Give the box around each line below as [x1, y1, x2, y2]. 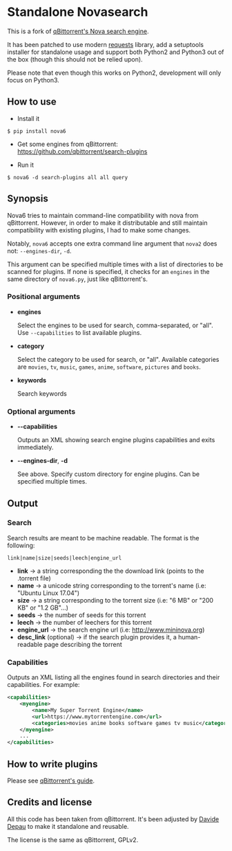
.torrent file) [17, 574, 52, 582]
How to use [7, 96, 57, 108]
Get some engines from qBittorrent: [17, 140, 119, 148]
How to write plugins [7, 758, 98, 770]
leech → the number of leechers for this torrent [17, 618, 152, 626]
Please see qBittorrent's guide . [7, 776, 95, 785]
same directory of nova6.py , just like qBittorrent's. [7, 275, 148, 283]
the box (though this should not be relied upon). [7, 55, 143, 63]
